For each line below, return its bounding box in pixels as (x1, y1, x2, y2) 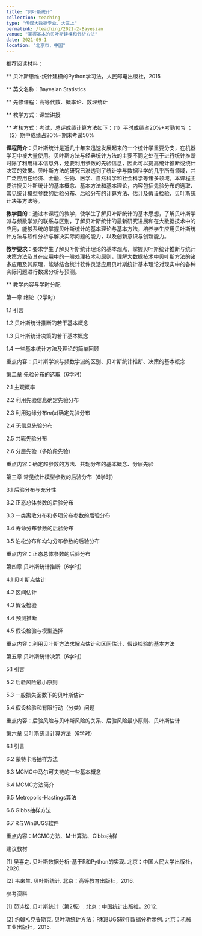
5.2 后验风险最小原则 (6, 678, 58, 686)
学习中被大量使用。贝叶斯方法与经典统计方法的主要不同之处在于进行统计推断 (6, 151, 196, 159)
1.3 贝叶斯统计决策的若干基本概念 (6, 332, 88, 339)
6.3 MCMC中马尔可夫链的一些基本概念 (6, 768, 102, 775)
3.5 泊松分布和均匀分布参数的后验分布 (6, 537, 100, 544)
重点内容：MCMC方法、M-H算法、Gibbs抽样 (6, 832, 118, 839)
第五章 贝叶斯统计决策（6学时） (6, 652, 85, 660)
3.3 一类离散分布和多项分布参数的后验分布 (6, 511, 111, 519)
